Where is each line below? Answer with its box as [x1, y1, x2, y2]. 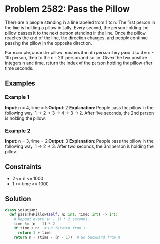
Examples [5, 79, 35, 87]
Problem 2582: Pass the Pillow [5, 3, 130, 15]
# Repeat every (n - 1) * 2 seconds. [14, 217, 90, 222]
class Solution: [5, 208, 38, 212]
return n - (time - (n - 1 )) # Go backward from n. [14, 235, 123, 240]
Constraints [5, 163, 42, 171]
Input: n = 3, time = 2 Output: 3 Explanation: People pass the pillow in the [5, 138, 154, 144]
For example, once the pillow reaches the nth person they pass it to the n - [5, 50, 154, 55]
